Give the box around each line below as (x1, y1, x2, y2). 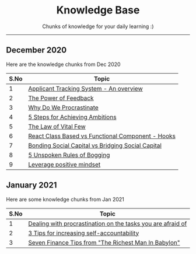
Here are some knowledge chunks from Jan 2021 (6, 196, 124, 203)
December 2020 (6, 45, 67, 55)
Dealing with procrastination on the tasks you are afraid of (28, 220, 187, 228)
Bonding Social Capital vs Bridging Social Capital (28, 141, 162, 149)
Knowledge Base (56, 4, 140, 17)
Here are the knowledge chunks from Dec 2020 (6, 61, 121, 68)
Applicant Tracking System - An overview (28, 84, 143, 92)
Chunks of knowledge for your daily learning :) (42, 23, 154, 30)
